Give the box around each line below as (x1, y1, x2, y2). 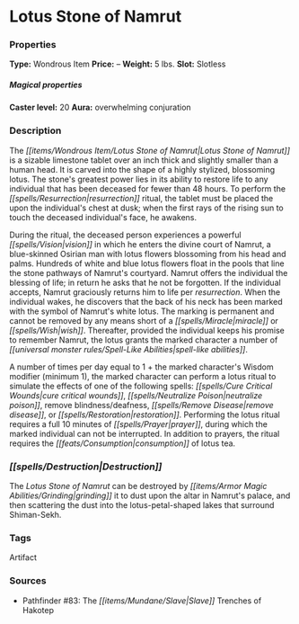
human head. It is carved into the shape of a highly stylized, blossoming (9, 164, 276, 174)
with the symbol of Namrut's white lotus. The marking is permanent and (9, 306, 275, 316)
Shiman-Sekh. (9, 510, 62, 521)
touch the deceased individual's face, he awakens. (9, 211, 198, 222)
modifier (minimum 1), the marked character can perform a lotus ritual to (9, 370, 277, 381)
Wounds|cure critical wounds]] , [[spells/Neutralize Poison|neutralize (9, 389, 263, 401)
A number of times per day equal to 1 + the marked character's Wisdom (9, 361, 274, 372)
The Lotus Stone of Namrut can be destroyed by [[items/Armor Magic (9, 481, 268, 492)
